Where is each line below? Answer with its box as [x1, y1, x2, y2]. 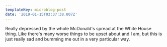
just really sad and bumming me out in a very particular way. [5, 36, 130, 42]
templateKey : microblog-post [5, 7, 66, 12]
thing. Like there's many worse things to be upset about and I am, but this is [5, 31, 162, 37]
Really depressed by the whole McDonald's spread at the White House [5, 25, 152, 31]
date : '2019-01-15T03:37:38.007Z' [5, 12, 78, 17]
